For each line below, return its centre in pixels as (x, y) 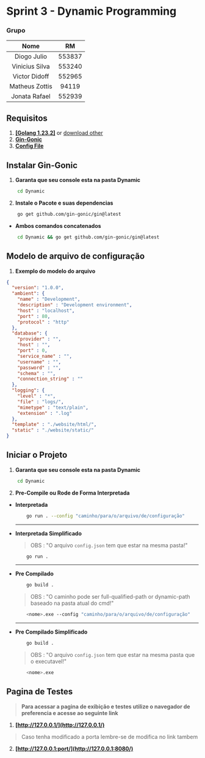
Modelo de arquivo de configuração (76, 256)
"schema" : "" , (37, 373)
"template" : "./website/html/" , (54, 425)
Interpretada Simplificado (49, 533)
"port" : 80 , (34, 316)
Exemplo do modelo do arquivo (55, 271)
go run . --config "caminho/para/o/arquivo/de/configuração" (106, 516)
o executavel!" (49, 661)
